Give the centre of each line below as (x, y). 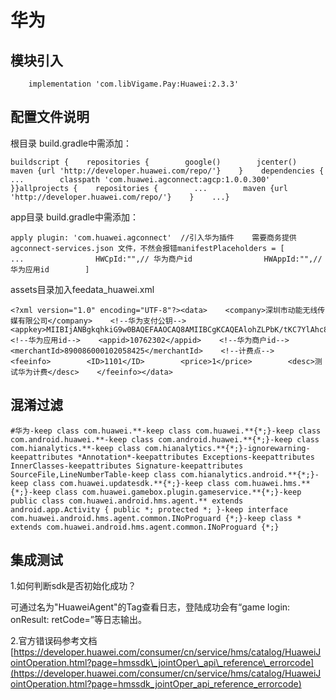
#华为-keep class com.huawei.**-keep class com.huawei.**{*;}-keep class (166, 431)
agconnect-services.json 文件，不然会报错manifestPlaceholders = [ (147, 248)
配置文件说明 (50, 117)
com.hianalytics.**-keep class (75, 448)
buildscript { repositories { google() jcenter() (154, 162)
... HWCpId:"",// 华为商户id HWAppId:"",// (166, 259)
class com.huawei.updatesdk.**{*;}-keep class (131, 483)
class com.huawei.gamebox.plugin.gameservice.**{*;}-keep (178, 492)
